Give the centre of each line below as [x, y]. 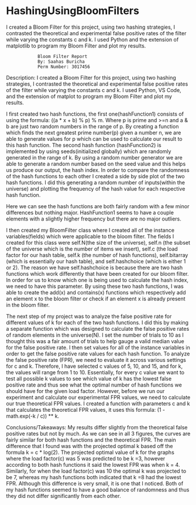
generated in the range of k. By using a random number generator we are [94, 157]
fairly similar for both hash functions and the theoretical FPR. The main [91, 440]
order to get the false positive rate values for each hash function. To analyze [98, 354]
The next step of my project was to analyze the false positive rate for [89, 316]
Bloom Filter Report [62, 56]
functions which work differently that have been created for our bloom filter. [97, 273]
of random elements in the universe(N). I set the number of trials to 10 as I [95, 335]
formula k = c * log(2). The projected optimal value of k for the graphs [90, 452]
